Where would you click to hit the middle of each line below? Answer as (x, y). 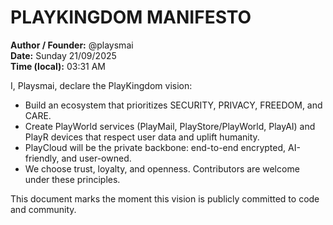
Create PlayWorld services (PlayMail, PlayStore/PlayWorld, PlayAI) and (170, 126)
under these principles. (72, 179)
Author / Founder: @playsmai (72, 45)
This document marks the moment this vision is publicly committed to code (165, 198)
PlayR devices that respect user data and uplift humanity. (142, 137)
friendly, (42, 158)
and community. (43, 209)
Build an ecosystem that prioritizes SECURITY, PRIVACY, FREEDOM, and (173, 105)
